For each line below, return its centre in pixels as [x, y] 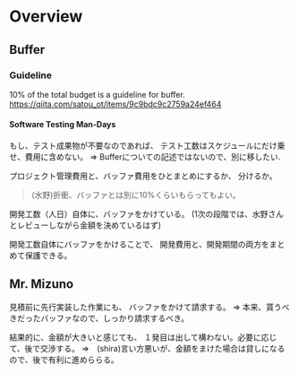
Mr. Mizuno [42, 284]
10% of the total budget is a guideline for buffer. [97, 94]
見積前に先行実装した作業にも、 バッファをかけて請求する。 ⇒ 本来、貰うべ [149, 307]
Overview [46, 17]
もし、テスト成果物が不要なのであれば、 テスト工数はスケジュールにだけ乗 [147, 146]
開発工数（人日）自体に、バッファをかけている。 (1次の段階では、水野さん [147, 214]
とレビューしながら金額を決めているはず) [85, 225]
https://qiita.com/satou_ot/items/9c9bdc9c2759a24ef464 [115, 104]
